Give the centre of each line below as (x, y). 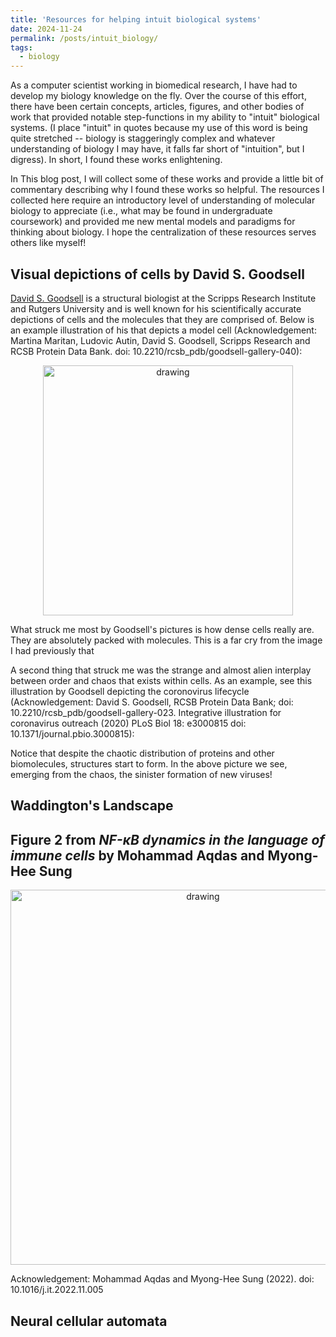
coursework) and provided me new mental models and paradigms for (153, 222)
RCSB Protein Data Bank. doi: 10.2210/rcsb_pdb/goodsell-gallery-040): (156, 351)
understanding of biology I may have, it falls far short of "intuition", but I (157, 149)
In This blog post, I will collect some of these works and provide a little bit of (167, 179)
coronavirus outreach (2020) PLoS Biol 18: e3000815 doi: (128, 723)
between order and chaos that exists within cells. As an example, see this (161, 680)
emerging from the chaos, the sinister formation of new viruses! (141, 774)
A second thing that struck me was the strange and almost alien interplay (161, 670)
